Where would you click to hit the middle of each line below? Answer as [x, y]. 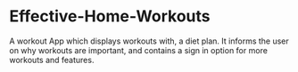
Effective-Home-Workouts [110, 16]
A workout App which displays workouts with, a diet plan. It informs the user [149, 41]
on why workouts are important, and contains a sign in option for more [138, 50]
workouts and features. [52, 60]
